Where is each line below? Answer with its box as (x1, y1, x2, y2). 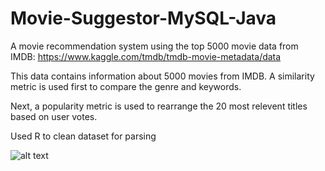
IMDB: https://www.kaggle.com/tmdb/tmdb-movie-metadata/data (10, 50, 282, 62)
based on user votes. (10, 110, 98, 122)
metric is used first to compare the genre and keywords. (10, 80, 242, 92)
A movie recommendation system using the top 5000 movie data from (10, 40, 299, 52)
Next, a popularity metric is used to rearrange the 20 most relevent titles (10, 100, 308, 112)
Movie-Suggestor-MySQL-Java (10, 7, 277, 30)
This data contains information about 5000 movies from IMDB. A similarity (10, 70, 315, 82)
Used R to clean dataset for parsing (10, 130, 157, 142)
